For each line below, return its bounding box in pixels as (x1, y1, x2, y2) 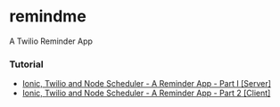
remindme (9, 6, 86, 27)
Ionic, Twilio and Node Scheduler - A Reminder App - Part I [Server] (21, 78, 272, 89)
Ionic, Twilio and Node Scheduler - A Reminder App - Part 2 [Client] (21, 87, 271, 99)
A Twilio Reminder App (9, 36, 94, 46)
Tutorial (9, 58, 44, 70)
